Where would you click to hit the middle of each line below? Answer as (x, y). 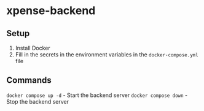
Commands (29, 80)
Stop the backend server (38, 101)
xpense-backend (51, 11)
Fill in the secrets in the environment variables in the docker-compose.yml (107, 55)
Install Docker (33, 48)
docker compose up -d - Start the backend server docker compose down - (97, 95)
